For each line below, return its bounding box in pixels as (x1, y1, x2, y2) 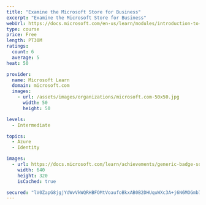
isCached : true (17, 178, 56, 184)
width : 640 (17, 166, 45, 173)
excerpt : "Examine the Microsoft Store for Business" (6, 15, 147, 21)
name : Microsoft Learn (12, 77, 70, 83)
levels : (6, 116, 26, 122)
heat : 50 (6, 60, 29, 66)
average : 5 (12, 54, 40, 61)
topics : (6, 133, 26, 140)
